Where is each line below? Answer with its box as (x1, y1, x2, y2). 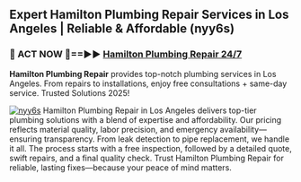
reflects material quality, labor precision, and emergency (9, 124, 218, 134)
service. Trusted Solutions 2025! (9, 87, 130, 98)
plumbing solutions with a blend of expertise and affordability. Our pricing (9, 114, 282, 125)
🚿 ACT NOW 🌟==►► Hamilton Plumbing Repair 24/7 (9, 48, 243, 61)
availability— (219, 124, 268, 134)
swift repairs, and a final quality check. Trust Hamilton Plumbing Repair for (9, 152, 285, 163)
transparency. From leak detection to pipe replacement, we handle (43, 134, 290, 144)
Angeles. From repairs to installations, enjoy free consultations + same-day (9, 78, 288, 89)
